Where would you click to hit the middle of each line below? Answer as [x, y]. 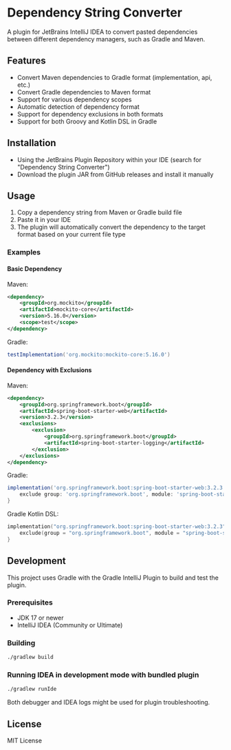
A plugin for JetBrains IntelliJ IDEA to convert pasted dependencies [102, 32]
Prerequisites [30, 602]
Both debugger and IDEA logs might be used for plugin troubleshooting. [109, 702]
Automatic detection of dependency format [78, 107]
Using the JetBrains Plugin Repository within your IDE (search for [109, 159]
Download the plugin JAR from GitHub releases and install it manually [115, 174]
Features [26, 61]
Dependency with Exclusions [49, 370]
